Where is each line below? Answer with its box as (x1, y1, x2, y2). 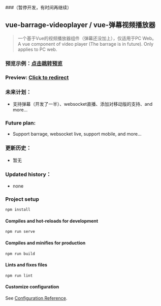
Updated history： (5, 171, 52, 178)
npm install (5, 207, 30, 212)
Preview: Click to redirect (5, 74, 69, 81)
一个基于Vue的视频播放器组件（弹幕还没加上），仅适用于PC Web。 (17, 35, 156, 41)
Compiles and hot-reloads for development (5, 218, 99, 224)
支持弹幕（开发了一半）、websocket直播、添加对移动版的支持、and (12, 101, 153, 107)
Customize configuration (5, 284, 59, 290)
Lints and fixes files (5, 262, 47, 268)
